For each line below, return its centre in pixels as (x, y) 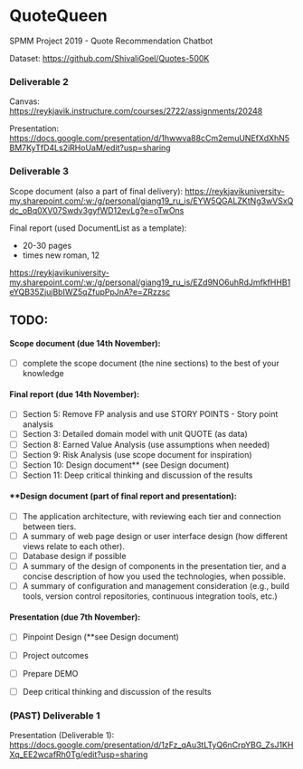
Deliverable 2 (39, 81)
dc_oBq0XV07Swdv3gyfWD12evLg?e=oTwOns (97, 210)
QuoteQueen (58, 16)
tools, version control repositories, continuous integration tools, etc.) (150, 596)
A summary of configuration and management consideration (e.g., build (156, 586)
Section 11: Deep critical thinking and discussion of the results (137, 475)
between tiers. (49, 527)
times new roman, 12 (61, 255)
